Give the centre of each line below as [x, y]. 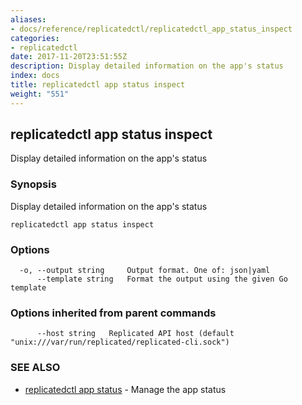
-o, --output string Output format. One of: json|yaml [145, 271]
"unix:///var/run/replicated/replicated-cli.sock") [120, 342]
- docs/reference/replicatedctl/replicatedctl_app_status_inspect [151, 29]
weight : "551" [40, 94]
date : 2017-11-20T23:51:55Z [69, 57]
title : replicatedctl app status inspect [98, 85]
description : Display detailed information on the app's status [147, 66]
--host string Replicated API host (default [135, 334]
